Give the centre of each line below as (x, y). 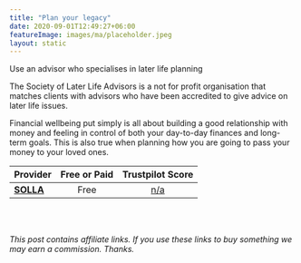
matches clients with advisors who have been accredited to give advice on (149, 96)
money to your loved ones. (59, 152)
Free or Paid (87, 175)
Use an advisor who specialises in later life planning (106, 69)
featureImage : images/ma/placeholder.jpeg (91, 34)
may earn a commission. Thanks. (72, 249)
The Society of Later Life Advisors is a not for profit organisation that (138, 86)
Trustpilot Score (158, 175)
